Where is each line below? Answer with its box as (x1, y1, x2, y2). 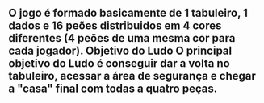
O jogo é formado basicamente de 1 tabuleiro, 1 (8, 6, 249, 20)
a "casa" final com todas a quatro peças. (8, 82, 218, 96)
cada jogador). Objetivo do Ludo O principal (8, 44, 233, 58)
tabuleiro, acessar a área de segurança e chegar (8, 69, 257, 83)
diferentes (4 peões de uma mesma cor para (8, 31, 236, 45)
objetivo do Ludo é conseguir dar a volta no (8, 56, 230, 71)
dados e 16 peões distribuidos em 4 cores (8, 19, 222, 33)
